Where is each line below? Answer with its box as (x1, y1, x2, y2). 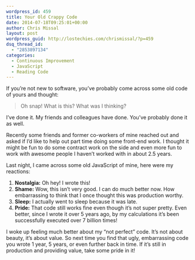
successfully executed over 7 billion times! (14, 217, 117, 224)
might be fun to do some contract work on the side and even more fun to (6, 144, 182, 151)
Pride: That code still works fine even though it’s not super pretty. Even (14, 204, 187, 212)
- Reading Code (11, 69, 49, 75)
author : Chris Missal (6, 25, 59, 31)
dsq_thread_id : (6, 42, 43, 48)
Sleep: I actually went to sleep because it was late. (14, 198, 138, 205)
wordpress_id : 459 (6, 8, 51, 15)
